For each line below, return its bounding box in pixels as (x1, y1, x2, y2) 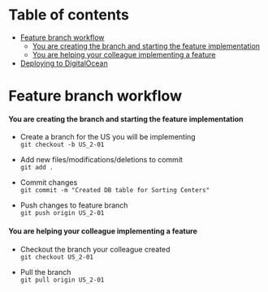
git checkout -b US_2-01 (19, 140, 105, 149)
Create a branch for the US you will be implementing (19, 132, 197, 142)
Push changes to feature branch (19, 200, 128, 210)
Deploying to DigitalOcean (19, 58, 108, 68)
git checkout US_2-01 (19, 253, 93, 261)
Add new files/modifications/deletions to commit (19, 155, 183, 165)
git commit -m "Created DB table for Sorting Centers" (19, 187, 210, 195)
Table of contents (8, 6, 130, 24)
